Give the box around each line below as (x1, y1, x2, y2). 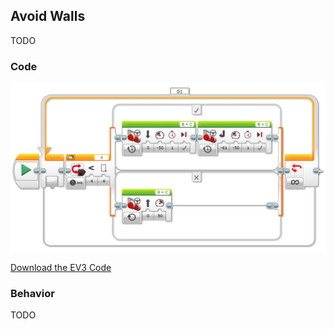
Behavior (10, 286, 55, 300)
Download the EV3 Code (10, 261, 112, 273)
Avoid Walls (10, 8, 86, 25)
